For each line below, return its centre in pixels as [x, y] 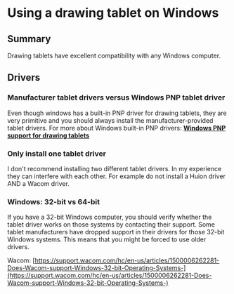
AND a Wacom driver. [39, 183]
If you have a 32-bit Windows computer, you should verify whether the [110, 217]
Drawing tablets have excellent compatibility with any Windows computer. [114, 55]
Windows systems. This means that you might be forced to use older [107, 239]
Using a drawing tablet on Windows [113, 13]
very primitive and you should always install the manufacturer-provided [110, 120]
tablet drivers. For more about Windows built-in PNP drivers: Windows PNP [117, 128]
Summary [29, 39]
